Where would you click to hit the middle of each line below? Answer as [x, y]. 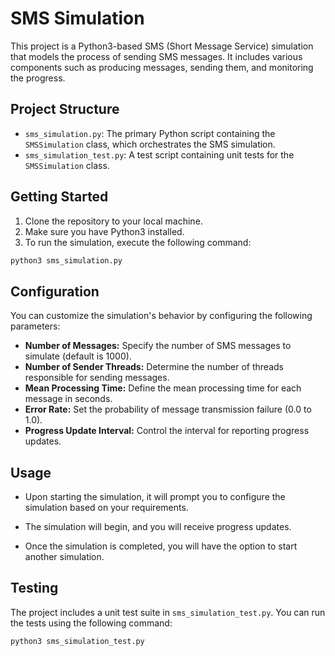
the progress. [38, 78]
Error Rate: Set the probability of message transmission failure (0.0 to [168, 409]
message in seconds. [68, 399]
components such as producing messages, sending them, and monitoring [162, 67]
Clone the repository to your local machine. [113, 221]
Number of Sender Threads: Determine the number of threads [154, 367]
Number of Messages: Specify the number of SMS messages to [158, 346]
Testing [34, 588]
